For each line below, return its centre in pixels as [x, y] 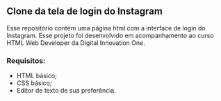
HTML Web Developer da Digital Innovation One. [76, 43]
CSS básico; [34, 83]
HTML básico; [36, 76]
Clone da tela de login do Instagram [84, 11]
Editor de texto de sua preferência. [66, 91]
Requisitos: [26, 60]
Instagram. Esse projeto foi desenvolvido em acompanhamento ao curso [110, 35]
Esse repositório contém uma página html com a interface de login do [106, 28]
